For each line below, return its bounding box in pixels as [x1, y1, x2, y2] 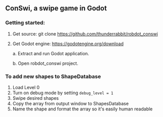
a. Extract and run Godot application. [12, 50, 89, 56]
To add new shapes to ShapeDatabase [5, 73, 101, 80]
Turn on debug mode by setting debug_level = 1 [12, 90, 114, 96]
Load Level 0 [12, 84, 40, 90]
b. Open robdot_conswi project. [12, 60, 78, 66]
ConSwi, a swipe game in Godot [5, 4, 107, 13]
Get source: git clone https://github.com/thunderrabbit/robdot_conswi [12, 30, 158, 37]
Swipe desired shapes [12, 95, 59, 101]
